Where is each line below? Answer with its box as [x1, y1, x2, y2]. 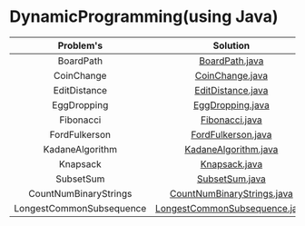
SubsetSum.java [196, 172, 266, 185]
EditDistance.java [194, 84, 269, 96]
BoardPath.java [199, 54, 264, 67]
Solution [212, 39, 251, 52]
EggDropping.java [193, 98, 270, 111]
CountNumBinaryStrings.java [169, 187, 293, 200]
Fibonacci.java [200, 113, 263, 126]
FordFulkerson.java [190, 128, 272, 141]
